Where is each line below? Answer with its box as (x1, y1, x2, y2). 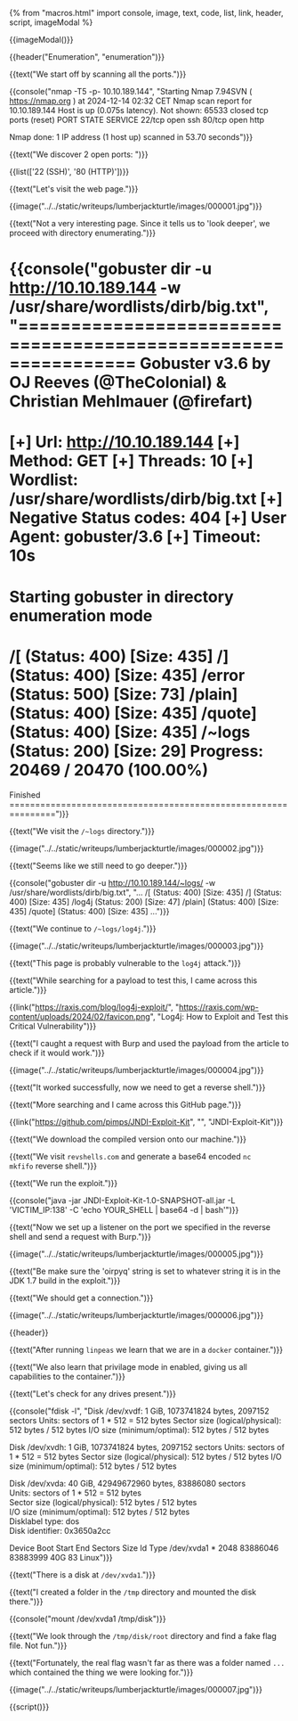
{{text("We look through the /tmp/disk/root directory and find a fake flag (9, 1630, 278, 1641)
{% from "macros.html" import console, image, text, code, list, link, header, (9, 8, 284, 18)
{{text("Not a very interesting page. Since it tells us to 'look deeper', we (9, 218, 270, 228)
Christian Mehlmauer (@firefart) (9, 391, 254, 412)
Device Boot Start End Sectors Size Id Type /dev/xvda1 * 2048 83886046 (9, 1542, 279, 1553)
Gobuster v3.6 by (139, 354, 271, 373)
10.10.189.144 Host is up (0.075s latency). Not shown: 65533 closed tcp (9, 105, 269, 115)
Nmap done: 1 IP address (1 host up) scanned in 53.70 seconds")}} (9, 132, 254, 142)
